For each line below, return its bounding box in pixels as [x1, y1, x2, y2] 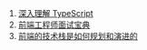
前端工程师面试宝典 [17, 19, 91, 30]
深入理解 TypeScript [17, 8, 93, 18]
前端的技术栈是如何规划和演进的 [17, 31, 138, 41]
